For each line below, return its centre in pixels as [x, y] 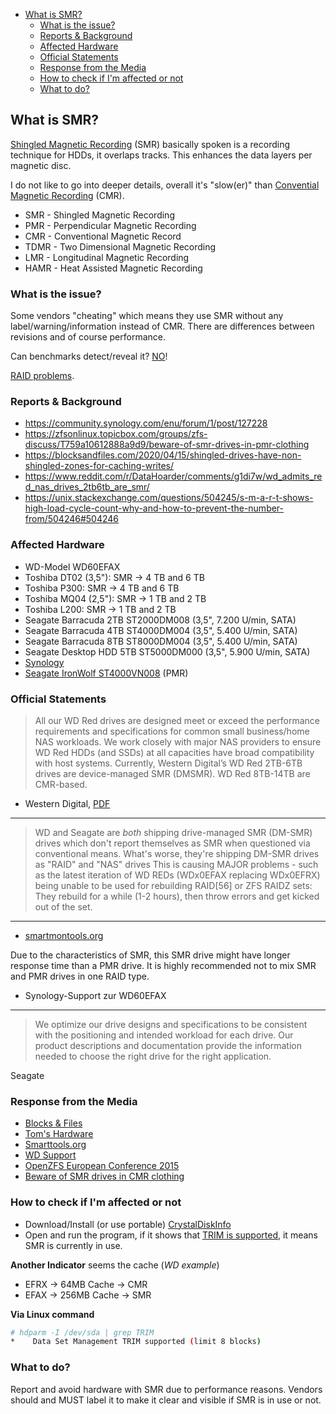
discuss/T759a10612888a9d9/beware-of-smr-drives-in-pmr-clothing [167, 445]
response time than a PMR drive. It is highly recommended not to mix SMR [163, 965]
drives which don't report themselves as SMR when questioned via [172, 843]
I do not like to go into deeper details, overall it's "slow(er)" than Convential [165, 185]
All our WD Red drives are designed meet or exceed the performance [177, 720]
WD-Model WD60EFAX [72, 566]
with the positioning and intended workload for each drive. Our [164, 1035]
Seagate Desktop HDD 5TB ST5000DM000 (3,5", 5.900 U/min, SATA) [167, 651]
